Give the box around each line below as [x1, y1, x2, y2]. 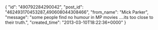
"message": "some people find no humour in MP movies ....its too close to [5, 15, 154, 20]
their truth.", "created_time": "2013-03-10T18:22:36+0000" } [5, 19, 126, 25]
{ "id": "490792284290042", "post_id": [5, 4, 84, 10]
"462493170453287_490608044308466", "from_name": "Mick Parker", [5, 9, 149, 15]
